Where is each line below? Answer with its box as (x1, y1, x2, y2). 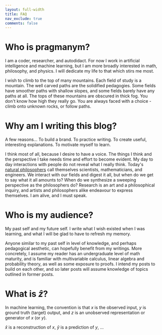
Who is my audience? (5, 210, 94, 221)
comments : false (5, 20, 38, 26)
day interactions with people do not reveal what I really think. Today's (5, 162, 144, 167)
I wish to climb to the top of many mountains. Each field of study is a (5, 77, 142, 83)
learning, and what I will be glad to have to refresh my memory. (5, 231, 131, 237)
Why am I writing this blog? (5, 120, 117, 131)
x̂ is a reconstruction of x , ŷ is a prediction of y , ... (5, 324, 104, 330)
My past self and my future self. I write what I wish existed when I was (5, 226, 145, 232)
